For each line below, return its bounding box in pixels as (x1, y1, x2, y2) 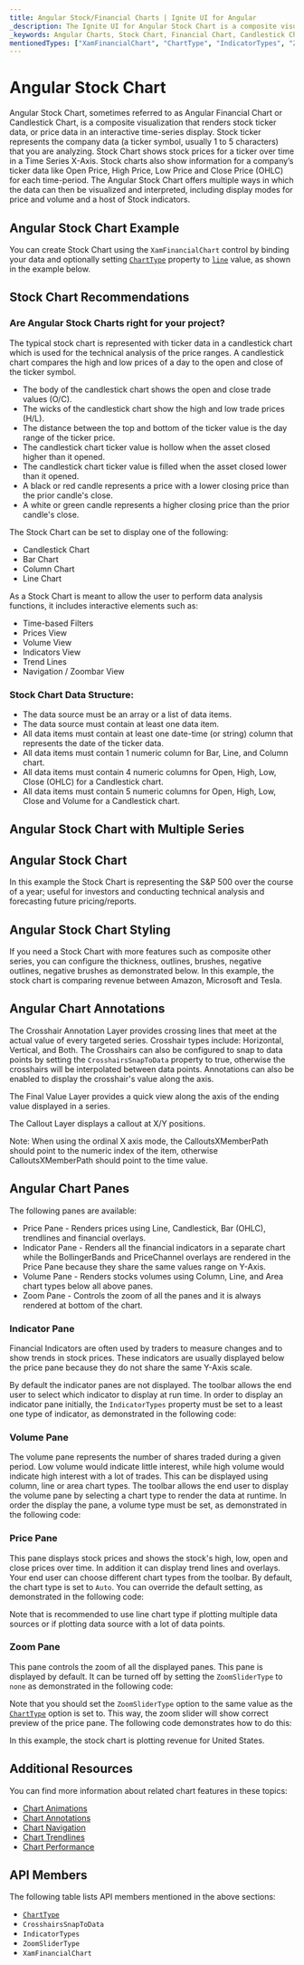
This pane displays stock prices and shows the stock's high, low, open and (9, 1552, 288, 1563)
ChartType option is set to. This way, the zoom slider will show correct (9, 1708, 269, 1719)
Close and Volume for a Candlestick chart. (22, 795, 181, 806)
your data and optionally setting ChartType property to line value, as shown (9, 254, 291, 264)
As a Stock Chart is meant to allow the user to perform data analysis (9, 590, 263, 601)
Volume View (22, 637, 72, 647)
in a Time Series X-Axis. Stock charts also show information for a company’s (9, 156, 294, 167)
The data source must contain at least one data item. (22, 718, 220, 729)
